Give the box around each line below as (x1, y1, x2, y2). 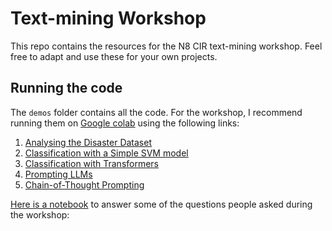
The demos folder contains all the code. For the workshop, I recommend (10, 106, 303, 118)
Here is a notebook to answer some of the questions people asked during (10, 198, 313, 210)
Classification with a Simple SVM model (24, 147, 189, 159)
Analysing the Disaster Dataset (24, 136, 153, 148)
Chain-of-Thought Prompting (24, 178, 145, 191)
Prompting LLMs (24, 168, 93, 180)
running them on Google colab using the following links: (10, 117, 240, 129)
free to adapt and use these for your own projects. (10, 50, 218, 62)
